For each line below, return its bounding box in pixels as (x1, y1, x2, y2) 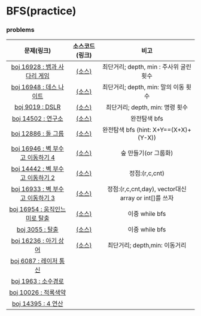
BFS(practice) (6, 4, 77, 18)
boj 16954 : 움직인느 (9, 205, 66, 213)
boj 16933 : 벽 (11, 185, 52, 193)
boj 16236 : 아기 (11, 237, 57, 245)
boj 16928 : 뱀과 (11, 63, 57, 71)
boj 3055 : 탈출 (16, 225, 59, 234)
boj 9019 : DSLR (14, 103, 61, 112)
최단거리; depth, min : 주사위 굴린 (102, 63, 191, 71)
